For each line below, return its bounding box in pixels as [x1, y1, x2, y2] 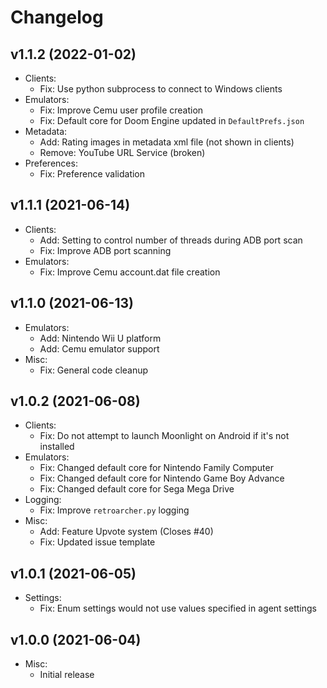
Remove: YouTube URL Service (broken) [39, 147, 206, 158]
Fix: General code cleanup [39, 364, 149, 376]
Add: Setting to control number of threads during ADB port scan [39, 234, 303, 246]
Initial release [39, 669, 95, 681]
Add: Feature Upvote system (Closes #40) [39, 526, 214, 538]
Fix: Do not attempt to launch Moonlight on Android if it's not [39, 430, 290, 442]
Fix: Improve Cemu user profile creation [39, 104, 204, 116]
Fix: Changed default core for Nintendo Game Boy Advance [39, 472, 285, 485]
